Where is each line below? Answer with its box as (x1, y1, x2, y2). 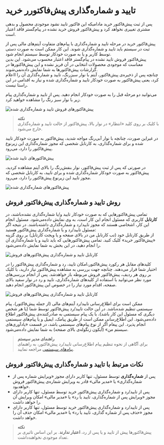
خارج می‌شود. (17, 125, 43, 131)
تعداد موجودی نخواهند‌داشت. (17, 434, 69, 440)
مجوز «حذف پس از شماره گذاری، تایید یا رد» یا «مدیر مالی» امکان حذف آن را (12, 409, 153, 415)
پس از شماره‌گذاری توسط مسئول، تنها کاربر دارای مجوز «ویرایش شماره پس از (12, 373, 156, 379)
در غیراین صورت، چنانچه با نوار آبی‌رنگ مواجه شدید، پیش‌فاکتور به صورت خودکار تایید (5, 135, 158, 141)
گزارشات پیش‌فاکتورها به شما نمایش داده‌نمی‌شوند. (5, 66, 98, 72)
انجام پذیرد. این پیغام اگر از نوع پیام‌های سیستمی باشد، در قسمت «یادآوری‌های (5, 321, 146, 327)
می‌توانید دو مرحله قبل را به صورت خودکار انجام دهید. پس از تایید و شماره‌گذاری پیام (5, 91, 157, 97)
